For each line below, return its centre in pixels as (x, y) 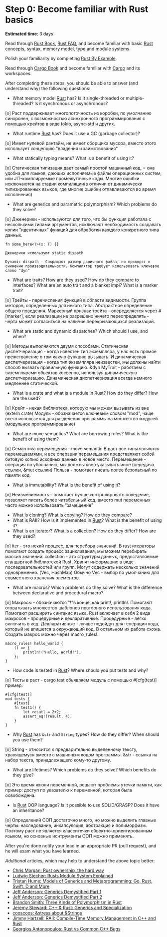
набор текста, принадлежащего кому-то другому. (58, 760)
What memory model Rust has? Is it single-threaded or (68, 98)
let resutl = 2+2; (42, 712)
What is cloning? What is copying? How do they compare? (72, 515)
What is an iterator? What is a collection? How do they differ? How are (84, 531)
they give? (23, 775)
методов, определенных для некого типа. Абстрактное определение (79, 305)
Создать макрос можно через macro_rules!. (52, 634)
